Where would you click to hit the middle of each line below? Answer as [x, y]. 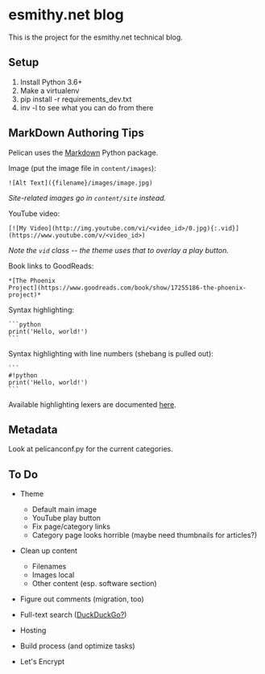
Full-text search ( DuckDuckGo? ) [73, 615]
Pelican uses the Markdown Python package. [83, 152]
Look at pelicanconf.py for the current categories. [91, 449]
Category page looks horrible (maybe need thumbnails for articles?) [145, 535]
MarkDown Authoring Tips [77, 133]
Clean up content [49, 551]
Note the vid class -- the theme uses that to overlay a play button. [119, 250]
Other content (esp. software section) [94, 584]
